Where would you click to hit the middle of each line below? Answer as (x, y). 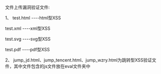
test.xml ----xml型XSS (28, 28)
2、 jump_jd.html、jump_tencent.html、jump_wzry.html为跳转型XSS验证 (79, 60)
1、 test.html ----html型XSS (33, 18)
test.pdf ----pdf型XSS (28, 49)
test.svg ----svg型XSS (28, 39)
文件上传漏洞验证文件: (28, 7)
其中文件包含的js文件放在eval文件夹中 (52, 66)
